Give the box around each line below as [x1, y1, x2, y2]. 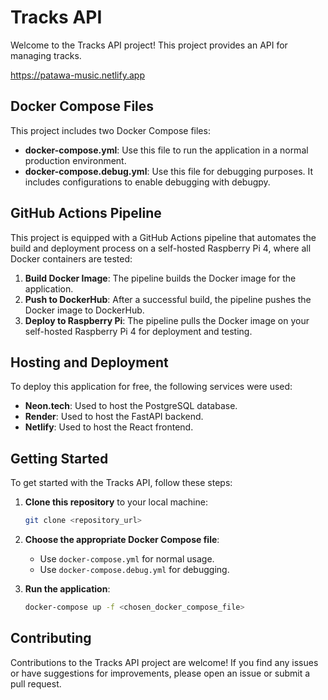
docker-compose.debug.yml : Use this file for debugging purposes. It [24, 165, 314, 177]
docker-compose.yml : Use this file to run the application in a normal [24, 144, 309, 156]
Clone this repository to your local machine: [24, 496, 208, 508]
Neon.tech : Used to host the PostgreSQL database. [24, 400, 238, 412]
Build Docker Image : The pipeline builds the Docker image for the [24, 272, 297, 284]
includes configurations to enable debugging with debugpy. [24, 176, 271, 188]
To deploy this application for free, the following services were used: [10, 381, 293, 393]
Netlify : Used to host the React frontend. [24, 421, 194, 433]
